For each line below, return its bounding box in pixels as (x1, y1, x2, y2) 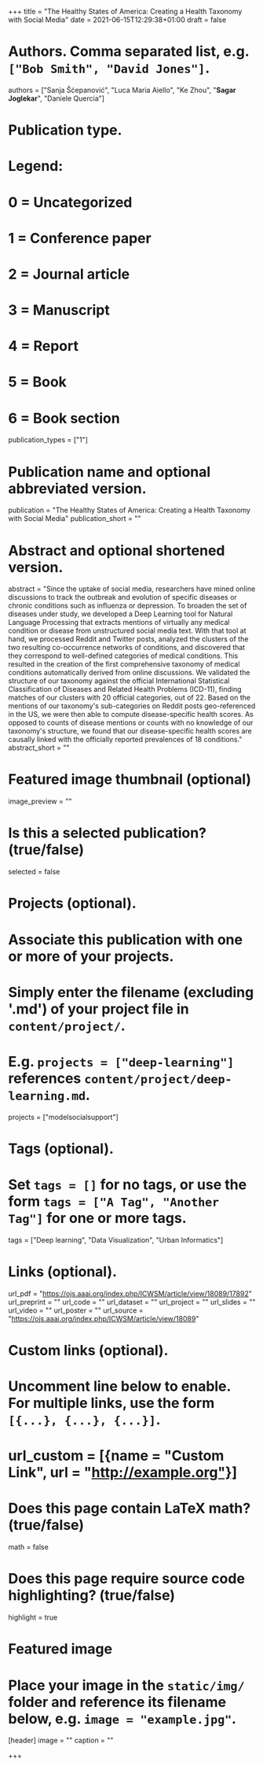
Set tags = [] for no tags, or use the (8, 1176, 247, 1193)
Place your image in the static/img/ (8, 1676, 245, 1694)
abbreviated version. (8, 479, 147, 497)
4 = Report (8, 338, 79, 355)
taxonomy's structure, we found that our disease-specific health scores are (8, 726, 253, 736)
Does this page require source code (8, 1570, 246, 1588)
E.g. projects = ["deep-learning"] (8, 1052, 235, 1070)
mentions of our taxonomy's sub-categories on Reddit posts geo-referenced (8, 701, 256, 711)
